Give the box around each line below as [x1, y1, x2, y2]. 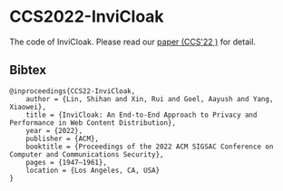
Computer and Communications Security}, [9, 149, 165, 159]
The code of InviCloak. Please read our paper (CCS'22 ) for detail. [9, 36, 257, 47]
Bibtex [9, 62, 47, 78]
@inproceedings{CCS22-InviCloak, [9, 86, 136, 96]
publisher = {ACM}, [25, 134, 100, 143]
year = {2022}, [25, 126, 83, 135]
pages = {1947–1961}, [25, 158, 107, 167]
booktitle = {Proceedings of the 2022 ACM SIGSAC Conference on [25, 142, 274, 151]
